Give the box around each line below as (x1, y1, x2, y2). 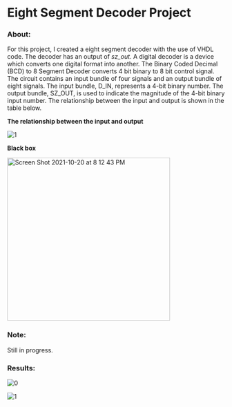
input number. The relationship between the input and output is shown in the (7, 97, 224, 105)
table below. (7, 104, 42, 112)
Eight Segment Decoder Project (7, 5, 191, 21)
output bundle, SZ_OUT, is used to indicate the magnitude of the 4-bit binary (7, 89, 225, 97)
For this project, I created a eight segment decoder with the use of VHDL (7, 45, 214, 53)
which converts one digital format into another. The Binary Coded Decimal (7, 60, 218, 68)
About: (7, 30, 31, 39)
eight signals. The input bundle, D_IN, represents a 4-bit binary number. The (7, 82, 224, 91)
